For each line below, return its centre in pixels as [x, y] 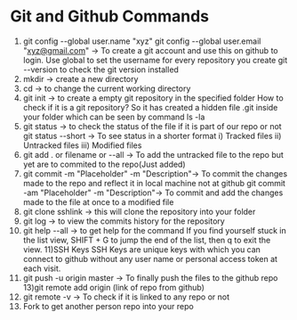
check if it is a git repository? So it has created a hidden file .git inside [150, 107]
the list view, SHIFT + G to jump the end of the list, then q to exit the [147, 240]
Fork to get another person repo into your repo [108, 306]
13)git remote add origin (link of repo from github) [114, 287]
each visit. [42, 268]
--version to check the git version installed [100, 70]
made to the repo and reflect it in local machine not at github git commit [154, 183]
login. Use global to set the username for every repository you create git [155, 60]
